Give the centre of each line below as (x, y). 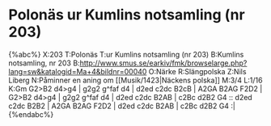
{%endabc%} (31, 114)
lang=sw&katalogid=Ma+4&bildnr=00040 (78, 71)
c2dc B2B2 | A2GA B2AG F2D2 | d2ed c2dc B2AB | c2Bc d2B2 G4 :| (122, 106)
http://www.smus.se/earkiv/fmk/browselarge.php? (163, 63)
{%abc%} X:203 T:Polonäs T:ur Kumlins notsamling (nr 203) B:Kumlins (126, 54)
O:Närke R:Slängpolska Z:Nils (197, 71)
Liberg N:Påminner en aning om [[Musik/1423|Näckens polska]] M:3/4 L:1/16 (135, 80)
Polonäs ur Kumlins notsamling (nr (127, 15)
